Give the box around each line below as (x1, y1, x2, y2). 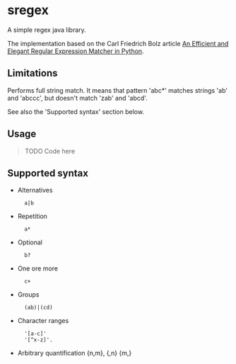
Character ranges (17, 317, 69, 325)
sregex (7, 2, 49, 18)
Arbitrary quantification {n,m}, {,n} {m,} (17, 349, 132, 358)
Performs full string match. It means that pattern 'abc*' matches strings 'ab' (7, 86, 228, 94)
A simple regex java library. (7, 25, 86, 34)
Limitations (7, 67, 58, 79)
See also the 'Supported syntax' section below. (7, 107, 145, 115)
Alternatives (17, 186, 53, 195)
